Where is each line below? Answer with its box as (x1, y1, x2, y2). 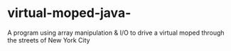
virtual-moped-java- (7, 5, 131, 21)
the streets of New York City (7, 35, 90, 44)
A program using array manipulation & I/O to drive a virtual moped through (7, 28, 225, 37)
